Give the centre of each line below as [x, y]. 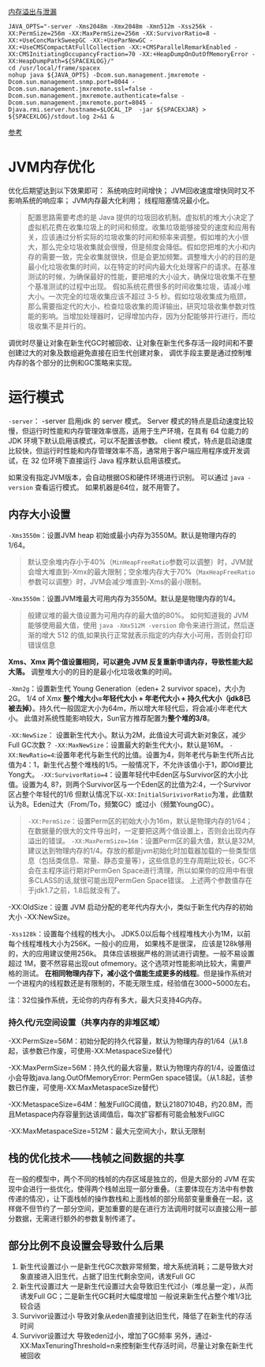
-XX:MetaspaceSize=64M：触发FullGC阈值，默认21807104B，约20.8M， [127, 1104]
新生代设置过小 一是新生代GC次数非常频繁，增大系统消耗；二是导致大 [133, 1266]
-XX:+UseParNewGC [118, 40]
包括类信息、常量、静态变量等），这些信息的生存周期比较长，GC [145, 860]
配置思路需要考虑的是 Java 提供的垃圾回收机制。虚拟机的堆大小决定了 [141, 217]
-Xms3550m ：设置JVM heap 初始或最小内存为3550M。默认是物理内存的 [122, 535]
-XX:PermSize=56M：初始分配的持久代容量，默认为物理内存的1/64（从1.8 [128, 1041]
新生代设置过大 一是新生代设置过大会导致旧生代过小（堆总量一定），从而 [136, 1286]
